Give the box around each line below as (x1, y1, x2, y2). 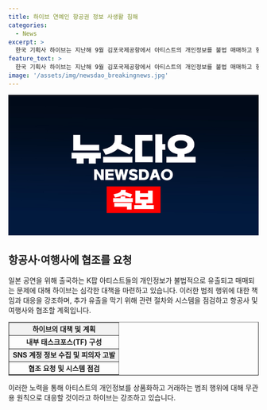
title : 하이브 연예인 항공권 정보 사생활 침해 (8, 13, 138, 21)
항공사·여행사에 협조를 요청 (8, 253, 133, 266)
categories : (8, 21, 48, 29)
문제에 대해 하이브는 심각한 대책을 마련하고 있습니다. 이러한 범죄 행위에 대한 (16, 286, 250, 296)
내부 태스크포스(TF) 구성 (26, 338, 103, 347)
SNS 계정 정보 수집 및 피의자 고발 (13, 350, 116, 360)
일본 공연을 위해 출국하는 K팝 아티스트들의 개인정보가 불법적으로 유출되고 (8, 276, 234, 285)
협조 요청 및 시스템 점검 (28, 363, 100, 373)
